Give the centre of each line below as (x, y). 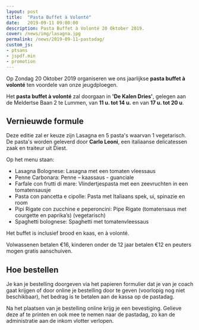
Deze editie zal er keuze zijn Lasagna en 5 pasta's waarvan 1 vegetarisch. (96, 136)
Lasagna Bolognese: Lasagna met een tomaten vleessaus (85, 171)
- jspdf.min (21, 56)
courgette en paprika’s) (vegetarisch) (60, 215)
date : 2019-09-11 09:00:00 (42, 23)
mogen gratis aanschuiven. (40, 251)
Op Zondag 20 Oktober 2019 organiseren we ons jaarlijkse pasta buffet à (96, 78)
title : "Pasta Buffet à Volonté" (49, 17)
